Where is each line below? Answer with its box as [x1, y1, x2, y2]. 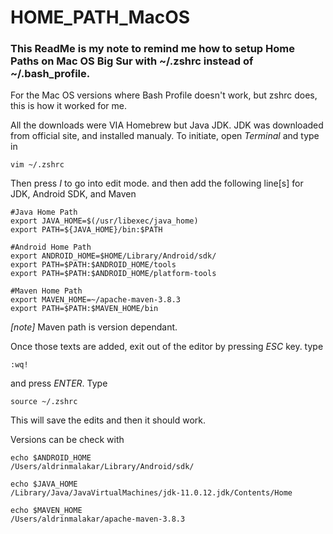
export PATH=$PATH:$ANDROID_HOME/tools [10, 260, 177, 270]
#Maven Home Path [10, 286, 83, 296]
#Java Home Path [10, 207, 78, 218]
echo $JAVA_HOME [10, 479, 78, 490]
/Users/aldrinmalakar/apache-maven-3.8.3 [10, 514, 186, 525]
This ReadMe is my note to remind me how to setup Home [10, 42, 295, 56]
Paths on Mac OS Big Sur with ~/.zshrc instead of [10, 54, 254, 68]
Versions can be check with [10, 434, 125, 446]
